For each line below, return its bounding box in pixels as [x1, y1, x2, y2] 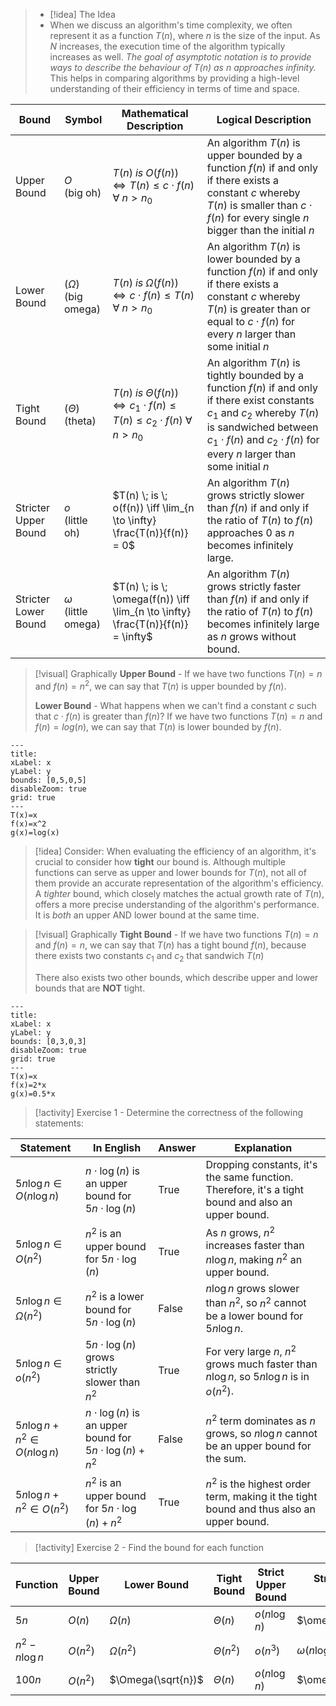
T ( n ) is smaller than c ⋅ [206, 199, 313, 212]
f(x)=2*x [10, 1080, 47, 1090]
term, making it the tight [205, 1490, 318, 1504]
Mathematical [121, 107, 189, 120]
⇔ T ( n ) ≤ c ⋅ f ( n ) [112, 179, 195, 193]
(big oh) [63, 186, 102, 199]
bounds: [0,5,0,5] [10, 775, 87, 786]
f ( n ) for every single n [206, 211, 310, 224]
